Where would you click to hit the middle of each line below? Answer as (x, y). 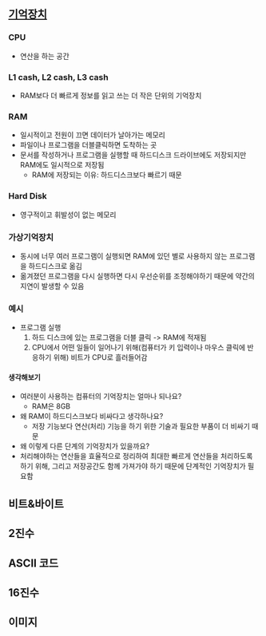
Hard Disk (28, 196)
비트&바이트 (36, 504)
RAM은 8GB (51, 406)
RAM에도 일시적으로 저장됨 (62, 165)
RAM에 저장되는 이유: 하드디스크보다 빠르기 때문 (107, 175)
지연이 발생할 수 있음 (52, 286)
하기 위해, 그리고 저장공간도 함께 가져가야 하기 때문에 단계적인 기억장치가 (133, 466)
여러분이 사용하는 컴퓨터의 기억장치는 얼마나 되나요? (101, 397)
